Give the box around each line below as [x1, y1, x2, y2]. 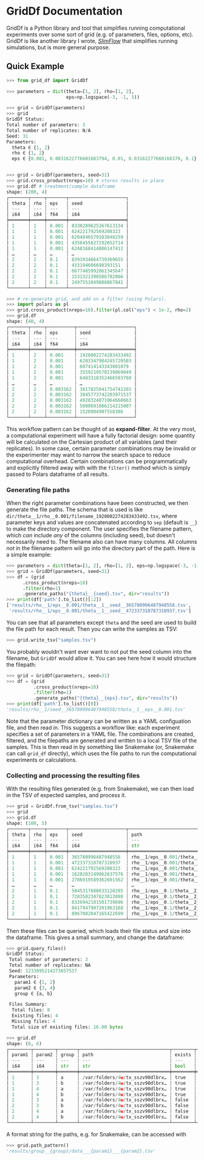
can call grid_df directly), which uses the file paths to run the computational [6, 750, 197, 757]
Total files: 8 [12, 1007, 50, 1013]
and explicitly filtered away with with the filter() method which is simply [6, 464, 191, 471]
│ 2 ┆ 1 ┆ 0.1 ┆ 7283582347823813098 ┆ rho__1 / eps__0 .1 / [6, 894, 175, 900]
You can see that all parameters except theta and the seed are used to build [6, 619, 197, 626]
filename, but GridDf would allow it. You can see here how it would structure [6, 654, 197, 662]
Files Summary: [8, 1002, 47, 1008]
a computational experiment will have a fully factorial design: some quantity [6, 432, 195, 439]
